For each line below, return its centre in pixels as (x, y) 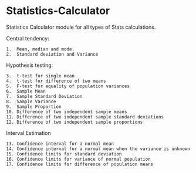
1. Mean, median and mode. (40, 49)
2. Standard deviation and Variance (52, 54)
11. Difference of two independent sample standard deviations (85, 117)
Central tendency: (28, 38)
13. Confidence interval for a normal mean (60, 144)
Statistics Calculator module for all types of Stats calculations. (81, 27)
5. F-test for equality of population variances (68, 86)
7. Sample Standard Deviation (44, 96)
